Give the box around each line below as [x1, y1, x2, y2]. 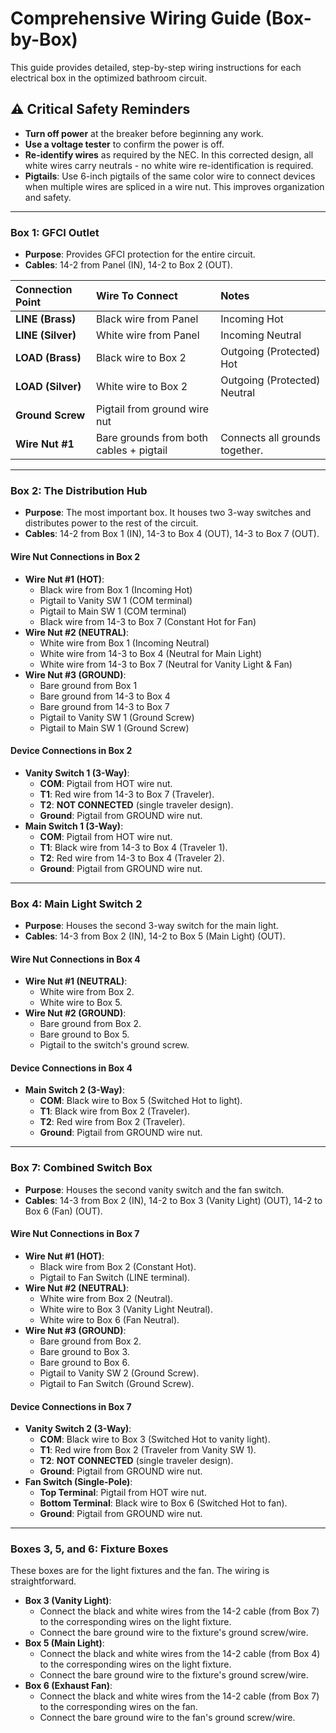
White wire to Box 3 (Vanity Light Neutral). [39, 1303, 213, 1315]
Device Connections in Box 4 [10, 1062, 133, 1074]
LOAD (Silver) [15, 380, 82, 394]
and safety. [24, 191, 72, 203]
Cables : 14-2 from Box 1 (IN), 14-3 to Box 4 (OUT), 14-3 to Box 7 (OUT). [24, 528, 320, 540]
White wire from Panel [95, 328, 200, 342]
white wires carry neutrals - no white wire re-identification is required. [24, 159, 314, 171]
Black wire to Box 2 [95, 351, 187, 365]
